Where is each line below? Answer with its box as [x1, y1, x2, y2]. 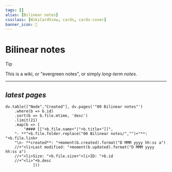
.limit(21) [14, 118, 38, 123]
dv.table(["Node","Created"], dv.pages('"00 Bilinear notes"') [5, 104, 143, 109]
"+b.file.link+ [5, 136, 38, 141]
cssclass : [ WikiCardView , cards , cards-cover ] [5, 17, 106, 22]
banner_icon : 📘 [5, 22, 38, 27]
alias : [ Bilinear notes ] [5, 12, 58, 17]
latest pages [5, 90, 47, 99]
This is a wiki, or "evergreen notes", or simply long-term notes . [5, 71, 137, 77]
